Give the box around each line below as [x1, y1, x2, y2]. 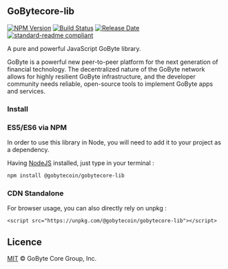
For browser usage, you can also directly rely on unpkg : [7, 204, 167, 213]
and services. [7, 87, 46, 95]
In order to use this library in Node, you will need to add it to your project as [7, 138, 222, 147]
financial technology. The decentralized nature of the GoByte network [7, 65, 205, 73]
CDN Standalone [7, 189, 64, 198]
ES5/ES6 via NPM [7, 122, 68, 132]
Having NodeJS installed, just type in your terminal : [7, 159, 155, 167]
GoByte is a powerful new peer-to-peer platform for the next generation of [7, 58, 218, 66]
